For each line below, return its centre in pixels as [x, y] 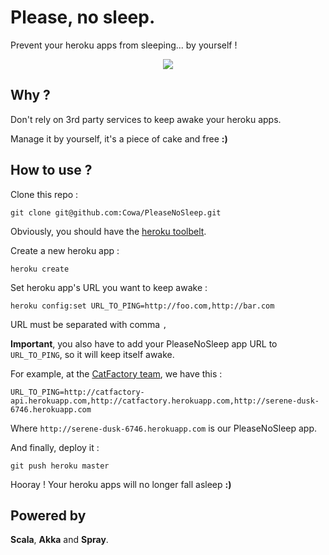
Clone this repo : [44, 194]
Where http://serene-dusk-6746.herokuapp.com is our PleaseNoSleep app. [164, 428]
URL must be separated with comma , [89, 324]
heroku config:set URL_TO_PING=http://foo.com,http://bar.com [142, 306]
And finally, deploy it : [55, 447]
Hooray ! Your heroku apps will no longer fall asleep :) [121, 484]
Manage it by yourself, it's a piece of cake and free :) [119, 138]
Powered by [48, 515]
